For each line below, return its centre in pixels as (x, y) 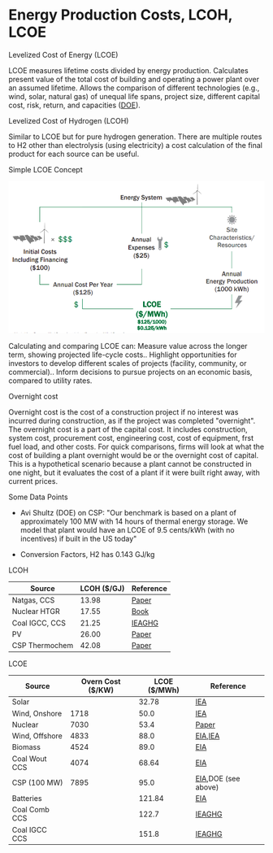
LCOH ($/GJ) (102, 588)
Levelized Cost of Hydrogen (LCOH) (69, 120)
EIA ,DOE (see (218, 778)
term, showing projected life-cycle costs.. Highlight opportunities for (123, 355)
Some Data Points (38, 497)
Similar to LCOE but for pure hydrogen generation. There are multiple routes (135, 137)
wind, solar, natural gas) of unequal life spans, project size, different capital (134, 96)
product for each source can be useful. (74, 154)
